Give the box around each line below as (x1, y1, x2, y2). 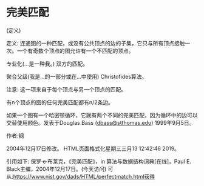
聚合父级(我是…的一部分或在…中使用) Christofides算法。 (6, 73, 148, 80)
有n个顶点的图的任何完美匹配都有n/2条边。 (6, 98, 114, 106)
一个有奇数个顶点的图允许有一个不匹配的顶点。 (16, 47, 134, 55)
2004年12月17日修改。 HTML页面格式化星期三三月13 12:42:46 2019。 (6, 145, 180, 152)
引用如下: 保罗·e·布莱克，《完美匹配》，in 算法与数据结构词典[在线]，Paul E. (6, 158, 191, 165)
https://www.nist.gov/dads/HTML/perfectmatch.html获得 (13, 173, 155, 180)
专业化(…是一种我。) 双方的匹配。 (6, 60, 89, 67)
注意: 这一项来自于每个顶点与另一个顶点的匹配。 (6, 85, 126, 93)
